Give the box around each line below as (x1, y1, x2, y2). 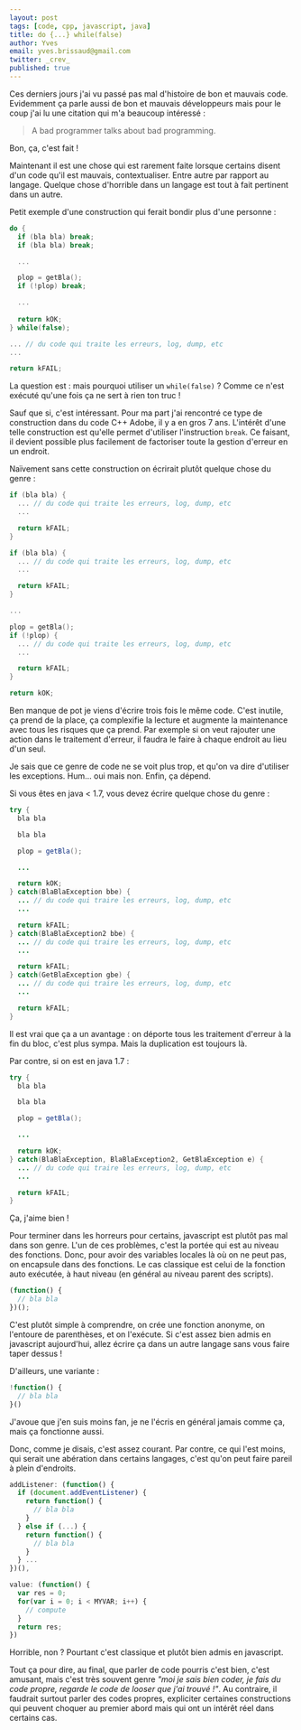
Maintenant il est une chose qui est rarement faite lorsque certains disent (9, 160, 281, 171)
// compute (25, 1605, 67, 1614)
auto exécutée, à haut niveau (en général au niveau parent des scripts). (9, 1268, 274, 1279)
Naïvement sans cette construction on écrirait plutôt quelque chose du (9, 463, 272, 474)
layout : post (9, 13, 59, 23)
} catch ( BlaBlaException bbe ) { (9, 887, 131, 897)
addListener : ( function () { (9, 1480, 115, 1489)
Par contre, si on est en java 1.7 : (9, 1055, 130, 1066)
